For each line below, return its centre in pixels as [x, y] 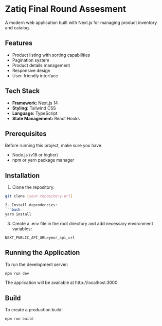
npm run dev [17, 273]
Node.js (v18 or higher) [35, 155]
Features [19, 43]
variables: [22, 229]
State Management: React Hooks [46, 118]
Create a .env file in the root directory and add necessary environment [82, 223]
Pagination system [31, 60]
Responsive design [31, 70]
